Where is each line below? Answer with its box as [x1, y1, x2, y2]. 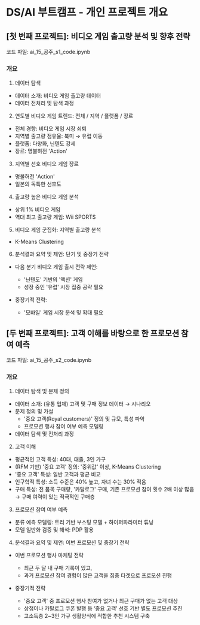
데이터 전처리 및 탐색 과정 [14, 99, 75, 107]
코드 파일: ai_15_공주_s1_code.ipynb [6, 49, 91, 55]
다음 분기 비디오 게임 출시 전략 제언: [14, 263, 98, 270]
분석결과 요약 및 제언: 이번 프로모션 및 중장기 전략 [14, 539, 130, 546]
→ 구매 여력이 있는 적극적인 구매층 [14, 493, 96, 500]
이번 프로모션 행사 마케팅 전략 [14, 552, 84, 559]
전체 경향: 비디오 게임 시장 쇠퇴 [14, 125, 87, 132]
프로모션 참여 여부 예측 [14, 506, 68, 513]
